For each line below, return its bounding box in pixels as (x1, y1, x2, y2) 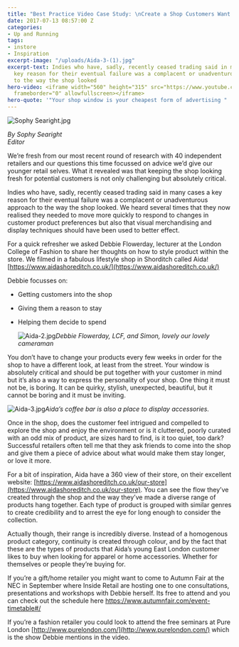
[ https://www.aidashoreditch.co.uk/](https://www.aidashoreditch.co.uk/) (7, 263, 220, 271)
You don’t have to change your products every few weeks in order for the (7, 353, 222, 361)
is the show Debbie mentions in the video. (7, 633, 130, 641)
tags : (7, 37, 23, 44)
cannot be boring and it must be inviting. (7, 391, 126, 399)
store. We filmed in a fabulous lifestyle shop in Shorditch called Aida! (7, 255, 208, 263)
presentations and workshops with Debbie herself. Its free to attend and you (7, 589, 230, 597)
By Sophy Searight (7, 130, 63, 138)
